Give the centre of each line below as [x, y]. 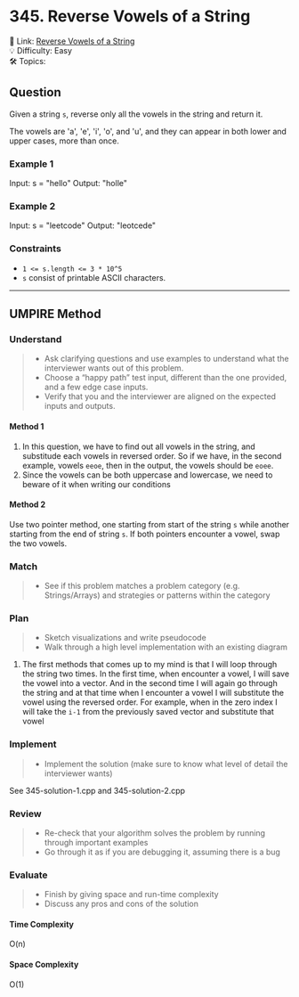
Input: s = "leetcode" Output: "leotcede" [83, 225]
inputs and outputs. [80, 406]
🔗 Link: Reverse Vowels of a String [72, 41]
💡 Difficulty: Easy [41, 50]
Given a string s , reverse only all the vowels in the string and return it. [136, 114]
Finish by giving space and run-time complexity [132, 895]
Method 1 [27, 426]
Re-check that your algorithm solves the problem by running [154, 833]
